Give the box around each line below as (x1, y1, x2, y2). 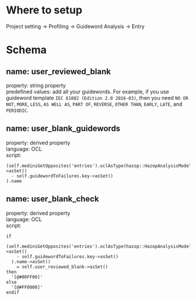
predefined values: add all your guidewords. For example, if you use (6, 88, 169, 95)
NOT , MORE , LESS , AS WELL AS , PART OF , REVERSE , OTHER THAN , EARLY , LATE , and (6, 100, 183, 107)
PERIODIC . (6, 106, 29, 114)
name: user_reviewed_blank (6, 67, 111, 76)
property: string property (6, 82, 66, 89)
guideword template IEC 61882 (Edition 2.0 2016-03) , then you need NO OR (6, 94, 188, 101)
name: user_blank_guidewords (6, 124, 121, 134)
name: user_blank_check (6, 194, 99, 204)
